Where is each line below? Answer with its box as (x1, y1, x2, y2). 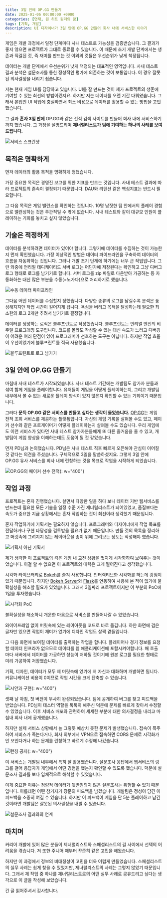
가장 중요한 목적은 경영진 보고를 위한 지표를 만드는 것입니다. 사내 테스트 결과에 (5, 179, 157, 185)
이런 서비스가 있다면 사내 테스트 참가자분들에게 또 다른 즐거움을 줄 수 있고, (10, 428, 154, 434)
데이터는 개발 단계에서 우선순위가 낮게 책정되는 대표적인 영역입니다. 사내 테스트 (5, 63, 159, 69)
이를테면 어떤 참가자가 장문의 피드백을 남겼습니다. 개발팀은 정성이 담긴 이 (19, 788, 161, 794)
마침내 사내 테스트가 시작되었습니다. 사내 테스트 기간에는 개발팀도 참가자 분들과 (5, 380, 159, 386)
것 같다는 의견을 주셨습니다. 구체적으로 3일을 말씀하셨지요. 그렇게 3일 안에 (5, 451, 149, 457)
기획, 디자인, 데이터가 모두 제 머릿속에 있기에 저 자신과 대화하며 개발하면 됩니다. (5, 669, 160, 674)
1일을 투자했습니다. (5, 591, 42, 597)
